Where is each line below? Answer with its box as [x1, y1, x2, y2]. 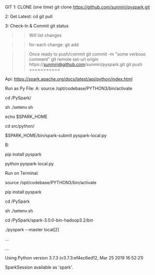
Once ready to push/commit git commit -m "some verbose [29, 51, 146, 57]
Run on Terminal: [5, 170, 39, 176]
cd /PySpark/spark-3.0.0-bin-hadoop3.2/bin [5, 217, 93, 223]
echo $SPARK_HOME [5, 114, 47, 120]
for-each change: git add [29, 42, 79, 48]
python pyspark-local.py [5, 161, 54, 167]
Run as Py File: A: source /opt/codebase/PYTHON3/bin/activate [5, 86, 132, 91]
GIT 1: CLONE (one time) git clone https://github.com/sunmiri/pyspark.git [5, 4, 150, 10]
